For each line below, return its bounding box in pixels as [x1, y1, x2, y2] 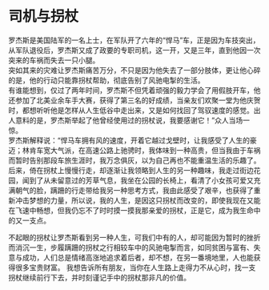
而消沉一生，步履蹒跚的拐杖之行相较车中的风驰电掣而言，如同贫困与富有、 [8, 242, 254, 252]
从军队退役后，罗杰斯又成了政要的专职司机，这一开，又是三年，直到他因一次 [8, 45, 261, 54]
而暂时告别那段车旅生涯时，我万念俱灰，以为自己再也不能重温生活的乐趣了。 [8, 155, 261, 165]
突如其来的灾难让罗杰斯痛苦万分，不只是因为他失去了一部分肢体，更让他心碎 [8, 65, 261, 75]
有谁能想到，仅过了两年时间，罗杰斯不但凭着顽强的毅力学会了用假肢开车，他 [8, 85, 261, 95]
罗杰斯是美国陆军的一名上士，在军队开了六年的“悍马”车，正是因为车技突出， [8, 35, 260, 45]
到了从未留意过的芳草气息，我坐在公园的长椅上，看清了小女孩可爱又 [29, 175, 254, 185]
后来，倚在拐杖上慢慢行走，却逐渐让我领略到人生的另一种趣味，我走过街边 [8, 165, 254, 175]
